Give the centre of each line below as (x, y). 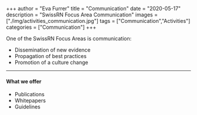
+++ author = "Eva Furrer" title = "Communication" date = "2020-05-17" (94, 9)
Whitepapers (30, 101)
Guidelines (28, 107)
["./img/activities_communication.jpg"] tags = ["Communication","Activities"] (98, 21)
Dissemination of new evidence (52, 50)
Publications (30, 94)
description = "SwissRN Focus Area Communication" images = (82, 15)
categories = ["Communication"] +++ (51, 27)
